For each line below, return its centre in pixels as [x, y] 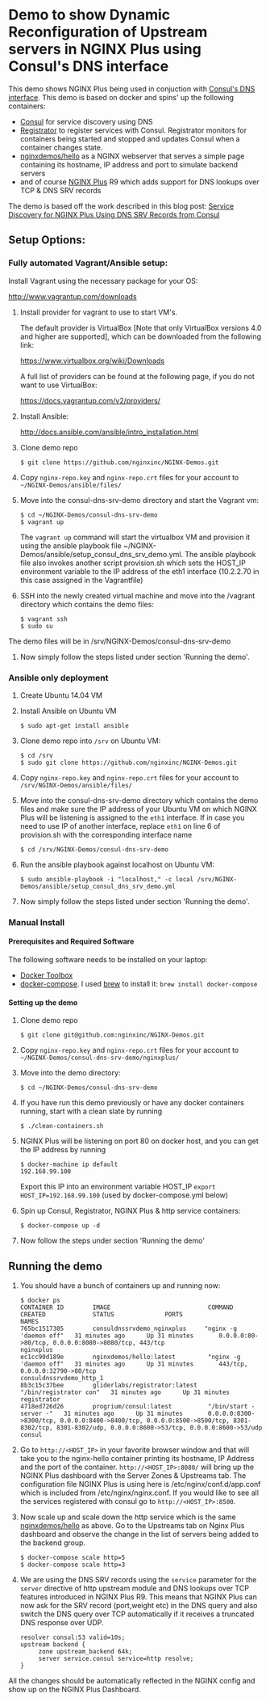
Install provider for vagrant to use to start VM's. [99, 312]
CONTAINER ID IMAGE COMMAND [127, 1307]
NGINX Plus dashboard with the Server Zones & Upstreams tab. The [133, 1476]
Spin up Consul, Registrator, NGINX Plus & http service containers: [130, 1211]
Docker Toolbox [46, 975]
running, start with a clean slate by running [91, 1111]
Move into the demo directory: [70, 1073]
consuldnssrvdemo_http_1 [62, 1379]
